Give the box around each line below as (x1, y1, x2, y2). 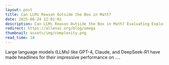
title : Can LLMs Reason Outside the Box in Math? (5, 12, 112, 17)
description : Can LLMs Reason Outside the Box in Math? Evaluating (5, 21, 150, 26)
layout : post (5, 7, 33, 12)
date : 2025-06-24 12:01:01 (5, 16, 62, 21)
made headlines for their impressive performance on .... (5, 54, 121, 60)
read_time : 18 (5, 35, 35, 40)
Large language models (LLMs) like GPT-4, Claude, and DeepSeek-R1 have (5, 48, 160, 55)
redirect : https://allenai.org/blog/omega (5, 26, 96, 31)
